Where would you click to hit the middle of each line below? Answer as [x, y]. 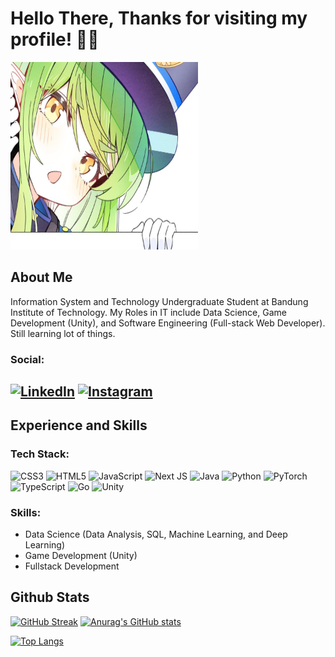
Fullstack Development [72, 566]
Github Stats [50, 597]
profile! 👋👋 [55, 39]
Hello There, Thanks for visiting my [159, 18]
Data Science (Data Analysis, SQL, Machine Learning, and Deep [156, 534]
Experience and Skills [79, 425]
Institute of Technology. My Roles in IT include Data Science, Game [148, 312]
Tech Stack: [40, 454]
